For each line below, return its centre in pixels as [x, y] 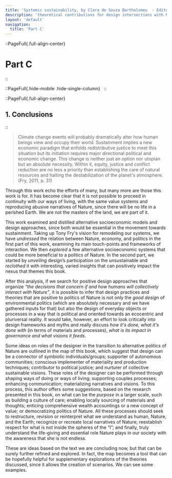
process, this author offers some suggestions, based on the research [78, 389]
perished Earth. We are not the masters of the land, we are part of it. [77, 212]
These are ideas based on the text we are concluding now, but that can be [84, 448]
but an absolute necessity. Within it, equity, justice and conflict [84, 164]
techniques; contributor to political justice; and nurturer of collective [77, 367]
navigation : [18, 24]
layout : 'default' [25, 19]
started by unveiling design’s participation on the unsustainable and [77, 260]
